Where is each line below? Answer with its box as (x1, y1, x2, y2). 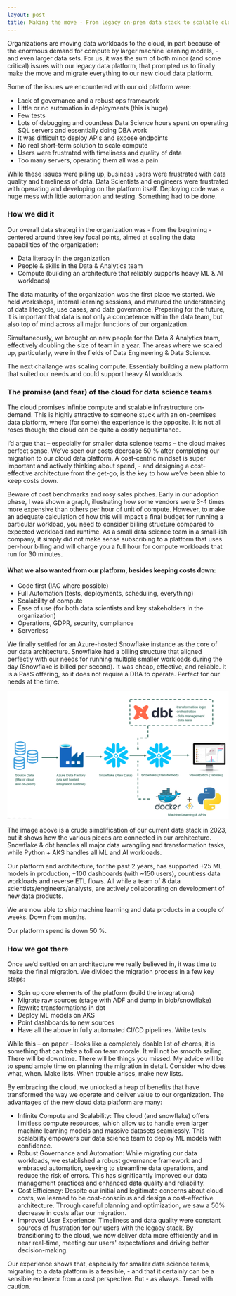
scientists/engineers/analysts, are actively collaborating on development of (7, 885, 225, 893)
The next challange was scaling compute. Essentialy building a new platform (7, 362, 228, 371)
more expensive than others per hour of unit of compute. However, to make (7, 505, 225, 513)
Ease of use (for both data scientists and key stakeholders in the (17, 604, 204, 612)
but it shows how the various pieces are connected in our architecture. (7, 833, 212, 842)
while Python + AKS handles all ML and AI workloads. (7, 848, 162, 857)
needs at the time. (7, 677, 60, 686)
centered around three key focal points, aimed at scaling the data (7, 233, 196, 241)
